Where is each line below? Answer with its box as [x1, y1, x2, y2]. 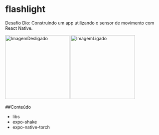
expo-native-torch [12, 124, 50, 130]
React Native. [5, 25, 33, 31]
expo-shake [12, 119, 37, 125]
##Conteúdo [5, 104, 31, 110]
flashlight [5, 3, 46, 15]
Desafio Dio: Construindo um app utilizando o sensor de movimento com [5, 20, 155, 26]
